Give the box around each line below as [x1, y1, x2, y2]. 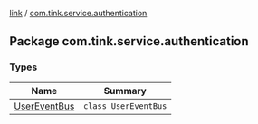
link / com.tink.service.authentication [9, 8, 148, 18]
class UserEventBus [82, 100, 167, 111]
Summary [103, 84, 147, 97]
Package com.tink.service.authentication [9, 33, 249, 49]
